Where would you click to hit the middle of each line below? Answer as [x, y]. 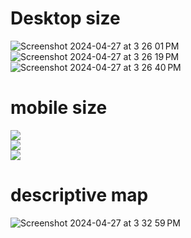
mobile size [59, 108]
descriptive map [79, 195]
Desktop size [65, 18]
